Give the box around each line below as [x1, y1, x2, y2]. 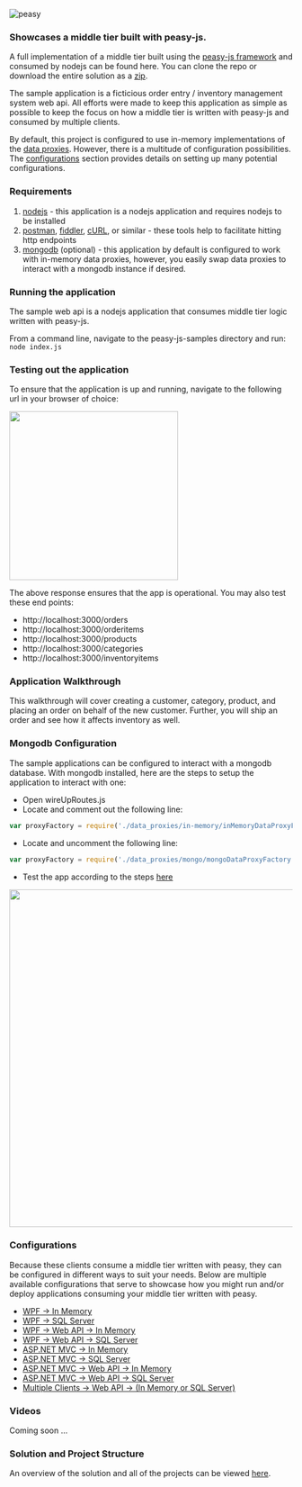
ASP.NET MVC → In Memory [22, 1344, 129, 1355]
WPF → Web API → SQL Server [22, 1334, 138, 1345]
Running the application [9, 285, 116, 298]
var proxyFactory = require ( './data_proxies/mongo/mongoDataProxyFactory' [9, 855, 296, 864]
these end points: [9, 597, 74, 608]
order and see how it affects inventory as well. [9, 715, 181, 725]
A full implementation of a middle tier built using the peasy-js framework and [9, 51, 293, 62]
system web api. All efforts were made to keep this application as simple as [9, 97, 288, 108]
